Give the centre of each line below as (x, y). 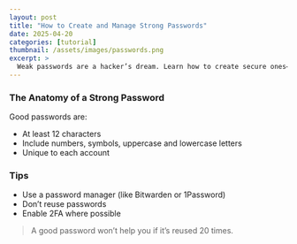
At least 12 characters (61, 134)
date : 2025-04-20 (41, 34)
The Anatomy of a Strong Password (87, 97)
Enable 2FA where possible (71, 214)
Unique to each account (66, 153)
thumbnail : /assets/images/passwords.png (87, 50)
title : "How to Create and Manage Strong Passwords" (108, 26)
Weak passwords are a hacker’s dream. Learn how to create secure (142, 67)
